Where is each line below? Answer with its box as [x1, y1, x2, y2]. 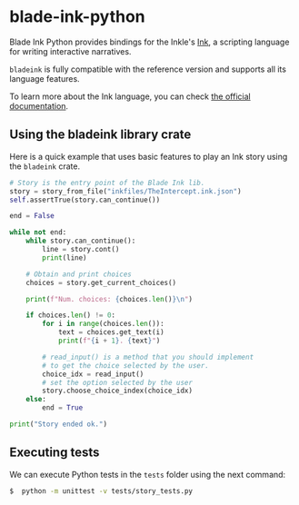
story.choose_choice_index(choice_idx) [42, 386, 194, 396]
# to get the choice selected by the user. [42, 361, 209, 370]
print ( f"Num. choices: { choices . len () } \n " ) [25, 294, 194, 303]
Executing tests [9, 445, 100, 460]
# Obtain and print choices [25, 270, 132, 279]
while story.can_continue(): [25, 236, 136, 246]
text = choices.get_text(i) [57, 328, 165, 337]
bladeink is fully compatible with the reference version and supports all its [9, 64, 286, 74]
